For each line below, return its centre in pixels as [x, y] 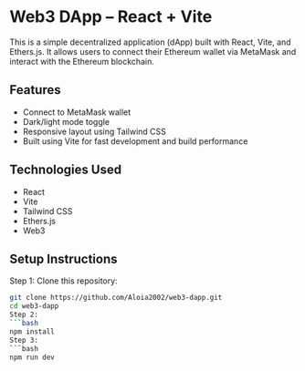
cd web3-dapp [34, 306]
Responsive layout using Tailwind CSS [95, 131]
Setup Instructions [63, 258]
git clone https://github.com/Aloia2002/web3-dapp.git [116, 298]
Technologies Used [65, 170]
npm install [32, 331]
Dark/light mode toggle [66, 121]
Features [35, 90]
